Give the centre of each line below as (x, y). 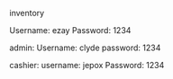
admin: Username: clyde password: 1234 (85, 48)
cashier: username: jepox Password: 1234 (87, 65)
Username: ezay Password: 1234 (70, 30)
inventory (27, 13)
